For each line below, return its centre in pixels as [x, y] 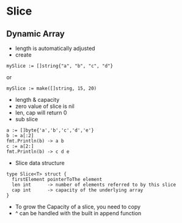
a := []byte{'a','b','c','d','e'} [50, 130]
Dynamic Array [36, 34]
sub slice [27, 119]
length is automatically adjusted [55, 48]
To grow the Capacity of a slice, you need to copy [78, 207]
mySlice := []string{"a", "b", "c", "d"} [60, 66]
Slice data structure [40, 163]
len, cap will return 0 [41, 113]
